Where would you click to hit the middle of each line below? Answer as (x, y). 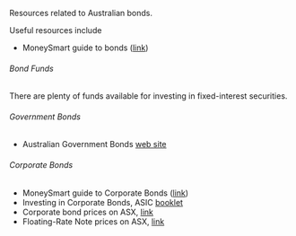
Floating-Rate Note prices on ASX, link (93, 221)
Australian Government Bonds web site (94, 144)
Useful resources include (56, 30)
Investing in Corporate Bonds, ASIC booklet (103, 202)
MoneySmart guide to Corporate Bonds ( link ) (105, 193)
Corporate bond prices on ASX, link (88, 212)
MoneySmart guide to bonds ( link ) (85, 48)
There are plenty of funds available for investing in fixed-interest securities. (148, 96)
